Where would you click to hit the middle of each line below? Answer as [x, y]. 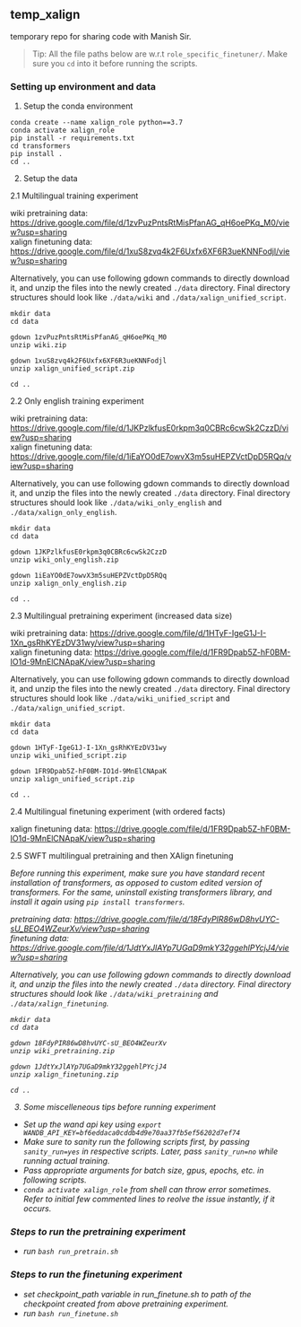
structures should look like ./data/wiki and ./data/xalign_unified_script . [149, 297]
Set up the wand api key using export [92, 1124]
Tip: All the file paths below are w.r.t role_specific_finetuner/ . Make [159, 54]
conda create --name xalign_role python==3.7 [96, 123]
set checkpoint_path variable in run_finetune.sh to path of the [137, 1294]
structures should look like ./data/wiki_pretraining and [114, 994]
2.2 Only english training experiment [77, 401]
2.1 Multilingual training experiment [74, 196]
